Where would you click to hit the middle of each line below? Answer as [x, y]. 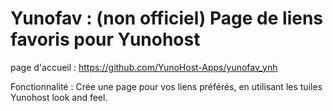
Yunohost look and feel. [59, 97]
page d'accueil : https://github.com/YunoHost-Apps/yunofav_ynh [144, 67]
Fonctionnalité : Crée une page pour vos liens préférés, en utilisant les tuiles [166, 86]
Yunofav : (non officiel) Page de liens [167, 18]
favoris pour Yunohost [105, 39]
